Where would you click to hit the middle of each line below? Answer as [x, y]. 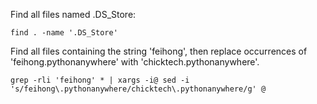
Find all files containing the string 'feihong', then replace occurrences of [159, 51]
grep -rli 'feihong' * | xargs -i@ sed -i [100, 80]
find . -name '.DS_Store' [64, 33]
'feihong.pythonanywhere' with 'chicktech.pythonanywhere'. [135, 62]
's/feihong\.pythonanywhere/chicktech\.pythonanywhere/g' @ [138, 89]
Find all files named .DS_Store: [73, 14]
